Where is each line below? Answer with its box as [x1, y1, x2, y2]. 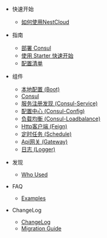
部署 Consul [21, 45, 52, 51]
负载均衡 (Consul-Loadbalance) [21, 115, 101, 122]
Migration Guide [21, 225, 62, 232]
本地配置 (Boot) [21, 86, 60, 93]
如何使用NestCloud [21, 18, 70, 26]
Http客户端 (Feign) [21, 123, 68, 130]
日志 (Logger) [21, 146, 56, 153]
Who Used [21, 171, 48, 178]
